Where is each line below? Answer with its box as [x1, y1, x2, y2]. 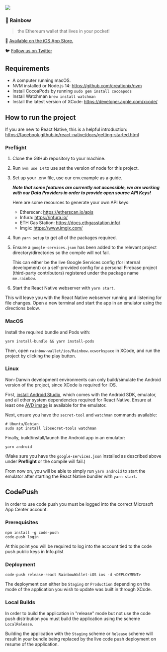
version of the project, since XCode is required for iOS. [5, 382, 117, 388]
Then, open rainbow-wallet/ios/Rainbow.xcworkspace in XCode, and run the [5, 347, 161, 353]
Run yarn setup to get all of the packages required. [12, 235, 117, 241]
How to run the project [5, 113, 76, 122]
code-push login [5, 534, 39, 539]
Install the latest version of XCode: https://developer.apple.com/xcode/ [12, 99, 158, 105]
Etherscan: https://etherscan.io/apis [19, 209, 93, 215]
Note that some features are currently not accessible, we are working [12, 185, 160, 191]
